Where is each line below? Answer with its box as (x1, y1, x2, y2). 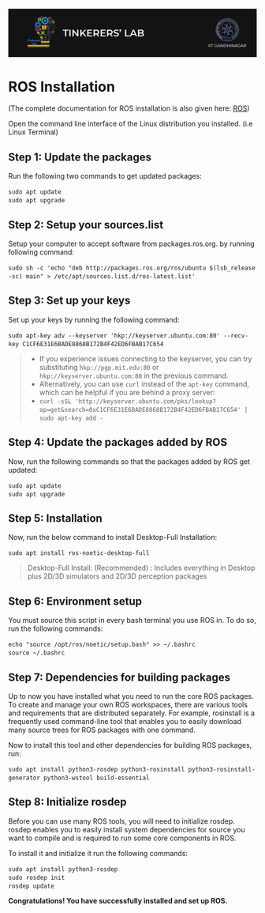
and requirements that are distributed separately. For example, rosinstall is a (8, 708, 255, 718)
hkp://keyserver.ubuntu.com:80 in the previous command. (39, 371, 229, 380)
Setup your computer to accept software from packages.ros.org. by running (8, 239, 255, 248)
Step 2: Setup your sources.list (8, 218, 164, 232)
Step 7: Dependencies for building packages (8, 670, 231, 684)
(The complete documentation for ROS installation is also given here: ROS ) (8, 104, 250, 113)
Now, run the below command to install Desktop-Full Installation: (8, 533, 218, 542)
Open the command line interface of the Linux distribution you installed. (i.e (8, 119, 254, 129)
